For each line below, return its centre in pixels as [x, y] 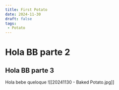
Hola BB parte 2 [38, 52]
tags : [11, 23]
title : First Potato [27, 10]
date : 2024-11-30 [23, 14]
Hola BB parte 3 [30, 70]
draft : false [19, 19]
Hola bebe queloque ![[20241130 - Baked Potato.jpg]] [60, 82]
